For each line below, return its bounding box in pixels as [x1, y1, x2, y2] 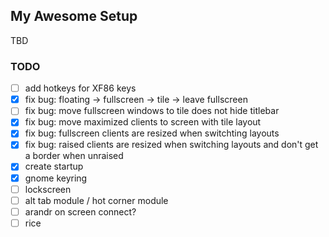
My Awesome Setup [10, 8, 138, 25]
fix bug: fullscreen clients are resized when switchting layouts [24, 127, 280, 139]
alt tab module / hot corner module [24, 194, 169, 206]
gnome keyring [24, 172, 88, 184]
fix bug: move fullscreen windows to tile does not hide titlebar [24, 105, 280, 117]
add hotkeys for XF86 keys [24, 82, 137, 94]
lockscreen [24, 183, 72, 195]
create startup [24, 160, 84, 173]
